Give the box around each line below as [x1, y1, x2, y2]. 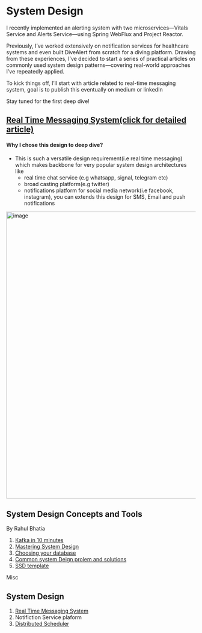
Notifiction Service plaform [14, 614, 82, 621]
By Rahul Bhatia [6, 525, 45, 532]
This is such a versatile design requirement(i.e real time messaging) [14, 155, 183, 162]
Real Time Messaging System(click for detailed [6, 115, 187, 125]
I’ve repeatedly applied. [6, 67, 65, 75]
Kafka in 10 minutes [14, 537, 64, 544]
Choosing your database [14, 549, 76, 557]
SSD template [14, 562, 49, 570]
